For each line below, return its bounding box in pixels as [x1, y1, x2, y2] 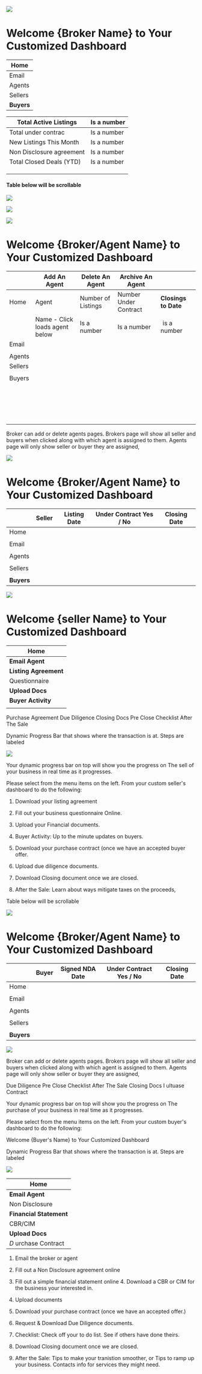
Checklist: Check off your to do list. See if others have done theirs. [14, 1331, 180, 1338]
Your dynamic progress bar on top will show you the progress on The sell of [6, 761, 194, 768]
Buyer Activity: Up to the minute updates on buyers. [14, 832, 144, 840]
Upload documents [14, 1296, 63, 1303]
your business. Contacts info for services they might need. [14, 1361, 161, 1368]
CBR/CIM [9, 1219, 35, 1227]
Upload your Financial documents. [14, 821, 100, 828]
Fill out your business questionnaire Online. [14, 809, 122, 817]
